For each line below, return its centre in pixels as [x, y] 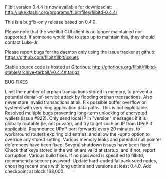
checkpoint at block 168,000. [35, 171]
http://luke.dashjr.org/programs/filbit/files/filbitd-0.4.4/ [61, 12]
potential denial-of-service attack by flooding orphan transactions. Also [79, 97]
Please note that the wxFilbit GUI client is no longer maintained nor [74, 32]
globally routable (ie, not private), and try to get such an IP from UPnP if [79, 123]
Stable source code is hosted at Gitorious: [48, 67]
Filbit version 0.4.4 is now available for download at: [59, 7]
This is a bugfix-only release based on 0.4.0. [51, 22]
